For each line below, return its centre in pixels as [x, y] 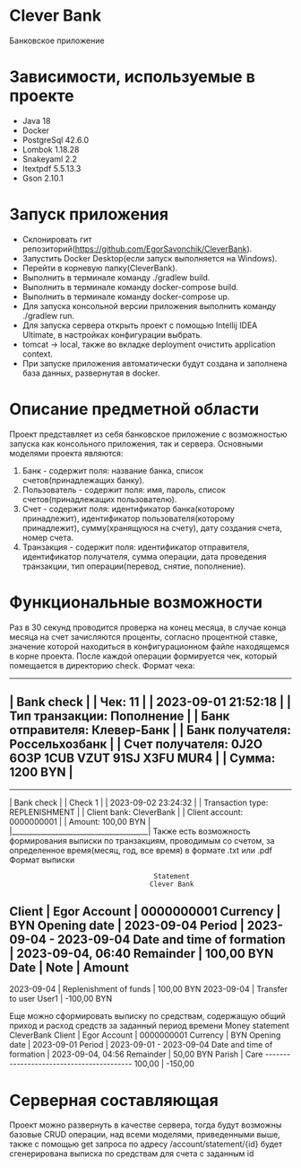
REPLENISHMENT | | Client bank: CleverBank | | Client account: [126, 812]
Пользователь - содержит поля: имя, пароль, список [124, 490]
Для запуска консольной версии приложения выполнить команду [149, 305]
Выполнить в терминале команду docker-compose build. [130, 287]
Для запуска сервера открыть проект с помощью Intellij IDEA [140, 325]
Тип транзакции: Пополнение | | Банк [120, 717]
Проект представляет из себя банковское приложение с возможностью [149, 434]
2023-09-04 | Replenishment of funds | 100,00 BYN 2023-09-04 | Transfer [149, 989]
